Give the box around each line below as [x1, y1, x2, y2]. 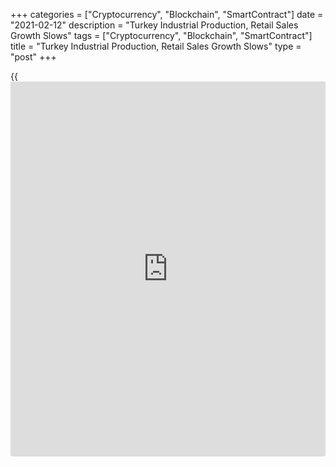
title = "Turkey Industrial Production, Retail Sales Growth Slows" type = [10, 40, 302, 52]
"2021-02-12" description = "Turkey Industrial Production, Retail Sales [10, 19, 299, 31]
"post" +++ [10, 51, 57, 63]
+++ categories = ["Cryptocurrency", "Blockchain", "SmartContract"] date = [10, 9, 324, 20]
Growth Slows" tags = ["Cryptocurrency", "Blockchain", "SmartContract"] [10, 30, 313, 41]
